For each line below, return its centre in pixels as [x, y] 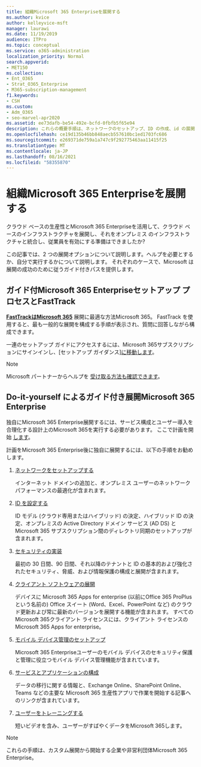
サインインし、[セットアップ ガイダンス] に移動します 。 [89, 352]
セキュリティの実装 [38, 551]
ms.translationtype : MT [36, 145]
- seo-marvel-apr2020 [33, 118]
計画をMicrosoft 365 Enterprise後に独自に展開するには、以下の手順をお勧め [100, 450]
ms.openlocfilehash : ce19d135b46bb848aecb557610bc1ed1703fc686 [87, 135]
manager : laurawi [28, 28]
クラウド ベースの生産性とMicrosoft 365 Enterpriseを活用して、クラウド [95, 227]
